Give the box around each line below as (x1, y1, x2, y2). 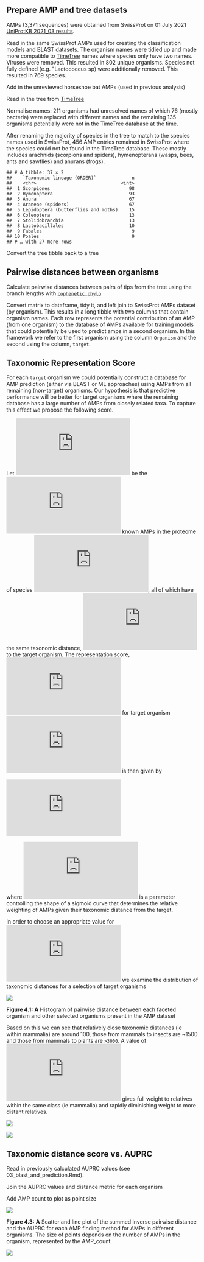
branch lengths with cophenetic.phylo (6, 289, 102, 297)
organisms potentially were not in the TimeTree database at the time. (6, 120, 178, 127)
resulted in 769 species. (6, 71, 67, 79)
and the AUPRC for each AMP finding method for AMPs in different (6, 1225, 174, 1232)
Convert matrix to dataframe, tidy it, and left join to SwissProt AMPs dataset (6, 301, 196, 309)
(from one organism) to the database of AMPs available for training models (6, 321, 194, 328)
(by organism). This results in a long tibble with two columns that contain (6, 307, 189, 315)
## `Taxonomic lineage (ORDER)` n (6, 175, 135, 181)
